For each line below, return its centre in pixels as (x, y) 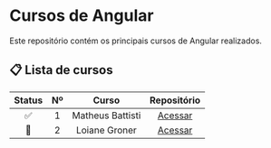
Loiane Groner (106, 130)
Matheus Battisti (106, 116)
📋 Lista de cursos (61, 70)
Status (29, 100)
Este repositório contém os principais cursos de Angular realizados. (136, 41)
